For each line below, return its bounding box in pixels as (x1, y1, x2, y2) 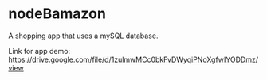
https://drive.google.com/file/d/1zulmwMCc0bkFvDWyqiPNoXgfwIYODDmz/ (8, 55, 259, 64)
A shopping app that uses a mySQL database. (8, 31, 159, 40)
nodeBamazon (8, 5, 106, 23)
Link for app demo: (8, 46, 70, 55)
